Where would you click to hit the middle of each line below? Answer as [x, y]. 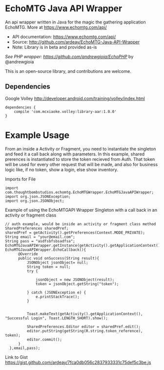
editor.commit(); [44, 339]
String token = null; [49, 267]
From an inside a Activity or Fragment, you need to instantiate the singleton [81, 149]
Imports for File [20, 179]
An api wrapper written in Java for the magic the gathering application [76, 22]
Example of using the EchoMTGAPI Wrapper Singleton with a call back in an [81, 210]
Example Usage [37, 135]
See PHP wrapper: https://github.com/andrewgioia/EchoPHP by [69, 56]
